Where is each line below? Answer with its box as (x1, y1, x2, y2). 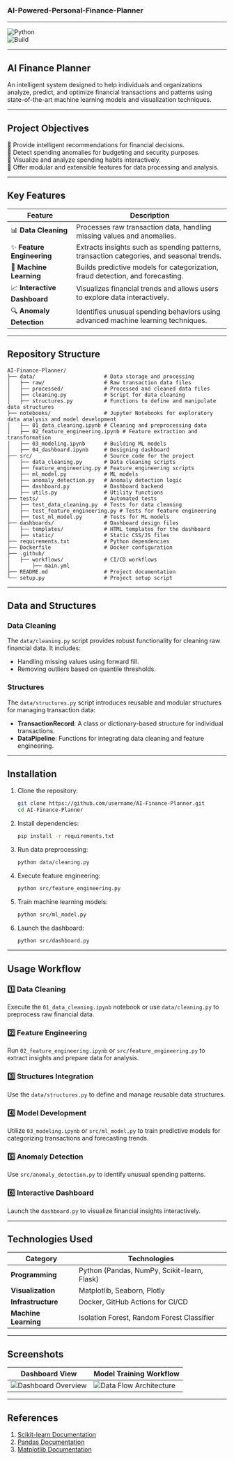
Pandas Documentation (17, 1438, 85, 1446)
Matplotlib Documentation (17, 1445, 92, 1454)
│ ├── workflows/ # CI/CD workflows (7, 556, 157, 563)
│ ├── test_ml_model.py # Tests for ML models (7, 513, 170, 520)
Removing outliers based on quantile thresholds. (17, 665, 157, 673)
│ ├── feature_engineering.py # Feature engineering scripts (7, 465, 195, 472)
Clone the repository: (17, 787, 79, 795)
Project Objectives (7, 122, 89, 134)
